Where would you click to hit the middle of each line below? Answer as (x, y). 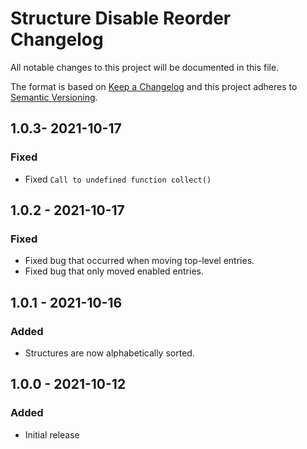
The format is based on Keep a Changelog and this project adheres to (154, 86)
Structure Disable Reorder (121, 18)
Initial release (52, 434)
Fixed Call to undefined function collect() (118, 179)
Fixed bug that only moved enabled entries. (114, 271)
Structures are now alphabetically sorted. (109, 353)
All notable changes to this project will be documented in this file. (145, 67)
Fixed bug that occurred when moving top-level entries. (139, 261)
